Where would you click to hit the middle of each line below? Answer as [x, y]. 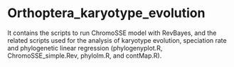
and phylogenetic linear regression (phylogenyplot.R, [85, 48]
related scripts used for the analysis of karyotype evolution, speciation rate [117, 40]
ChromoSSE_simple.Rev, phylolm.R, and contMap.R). [85, 56]
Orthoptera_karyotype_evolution [106, 13]
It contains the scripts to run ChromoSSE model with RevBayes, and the [112, 33]
